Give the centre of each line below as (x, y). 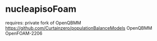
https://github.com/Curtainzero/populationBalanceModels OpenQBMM (79, 28)
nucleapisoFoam (41, 9)
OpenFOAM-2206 (24, 33)
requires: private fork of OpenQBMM (43, 23)
